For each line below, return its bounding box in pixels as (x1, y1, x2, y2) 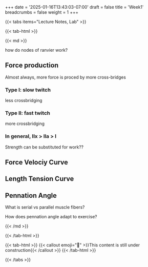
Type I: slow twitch (5, 86, 51, 93)
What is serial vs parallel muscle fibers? (5, 205, 85, 210)
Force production (5, 61, 59, 70)
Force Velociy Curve (5, 158, 68, 166)
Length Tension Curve (5, 175, 74, 183)
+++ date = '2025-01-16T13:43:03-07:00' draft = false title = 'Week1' (5, 4, 144, 10)
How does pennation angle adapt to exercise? (5, 214, 97, 220)
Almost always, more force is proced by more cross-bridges (5, 74, 126, 80)
